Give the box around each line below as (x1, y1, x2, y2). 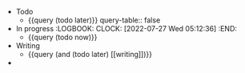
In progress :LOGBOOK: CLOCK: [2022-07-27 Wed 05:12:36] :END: (15, 24, 238, 33)
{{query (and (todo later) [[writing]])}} (27, 50, 152, 59)
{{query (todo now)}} (27, 32, 98, 42)
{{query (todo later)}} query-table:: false (27, 15, 161, 25)
